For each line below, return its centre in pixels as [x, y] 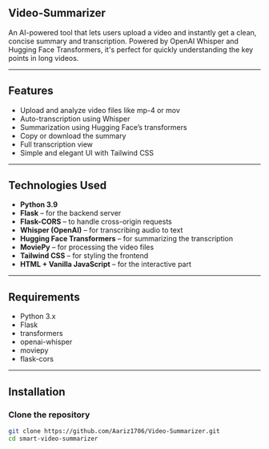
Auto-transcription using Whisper [75, 119]
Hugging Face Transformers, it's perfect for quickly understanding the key [131, 49]
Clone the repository [49, 415]
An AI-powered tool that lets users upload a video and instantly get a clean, [132, 32]
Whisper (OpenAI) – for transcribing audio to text [101, 230]
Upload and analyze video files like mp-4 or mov [100, 110]
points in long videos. [44, 58]
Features [31, 91]
